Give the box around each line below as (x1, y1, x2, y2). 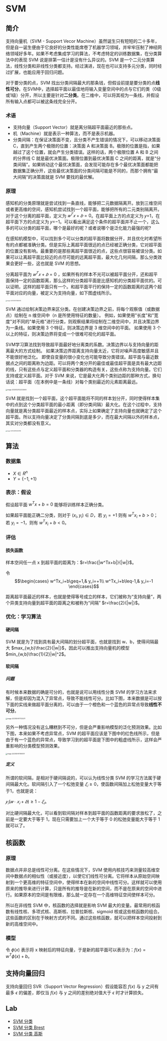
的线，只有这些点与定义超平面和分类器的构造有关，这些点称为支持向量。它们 (5, 366, 162, 372)
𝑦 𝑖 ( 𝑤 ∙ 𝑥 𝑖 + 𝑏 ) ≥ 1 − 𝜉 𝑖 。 (5, 799, 49, 806)
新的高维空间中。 (5, 921, 41, 927)
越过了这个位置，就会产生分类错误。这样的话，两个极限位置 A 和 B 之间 (12, 149, 159, 155)
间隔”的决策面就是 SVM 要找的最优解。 (17, 174, 97, 180)
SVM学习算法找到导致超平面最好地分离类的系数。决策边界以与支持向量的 (5, 341, 155, 347)
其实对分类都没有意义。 (5, 420, 54, 426)
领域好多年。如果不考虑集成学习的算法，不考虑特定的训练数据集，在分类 (9, 51, 158, 56)
